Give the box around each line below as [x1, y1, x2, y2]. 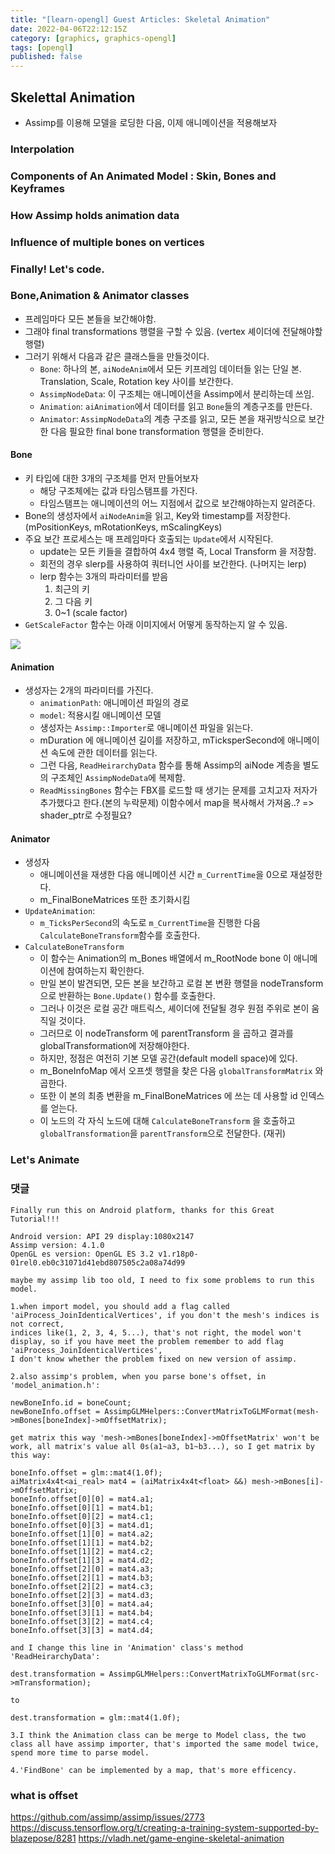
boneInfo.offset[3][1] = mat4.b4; [10, 1607, 155, 1618]
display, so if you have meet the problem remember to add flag [10, 1336, 284, 1346]
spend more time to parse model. [10, 1747, 150, 1758]
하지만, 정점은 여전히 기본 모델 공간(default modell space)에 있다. [39, 1052, 298, 1065]
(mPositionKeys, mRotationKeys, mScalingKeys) [24, 521, 223, 533]
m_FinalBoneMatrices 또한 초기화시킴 [39, 894, 191, 906]
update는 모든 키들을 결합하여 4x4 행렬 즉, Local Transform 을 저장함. [39, 546, 317, 558]
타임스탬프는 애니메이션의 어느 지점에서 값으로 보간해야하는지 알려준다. [39, 497, 316, 510]
